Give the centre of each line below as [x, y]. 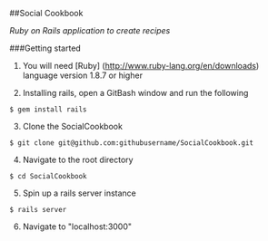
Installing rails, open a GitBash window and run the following [135, 93]
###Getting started [45, 48]
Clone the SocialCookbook [72, 126]
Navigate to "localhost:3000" [77, 227]
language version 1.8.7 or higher [83, 75]
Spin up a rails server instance [79, 193]
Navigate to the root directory [78, 159]
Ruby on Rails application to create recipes [90, 30]
